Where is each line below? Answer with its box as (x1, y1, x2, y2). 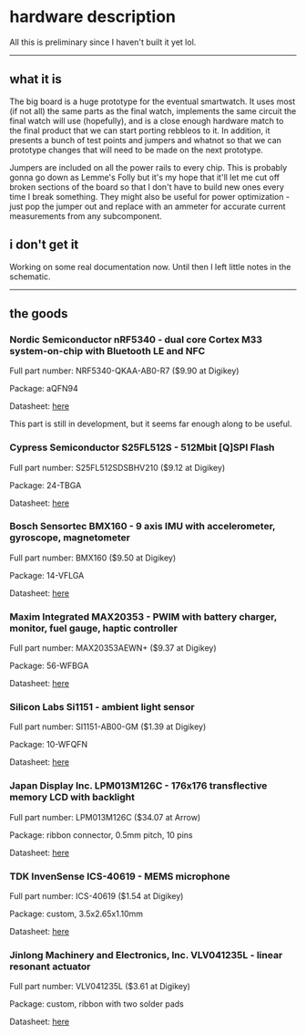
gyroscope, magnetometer (9, 531, 130, 544)
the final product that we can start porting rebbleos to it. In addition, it (9, 125, 270, 136)
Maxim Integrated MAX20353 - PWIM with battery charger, (9, 610, 278, 622)
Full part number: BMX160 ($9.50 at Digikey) (9, 552, 177, 563)
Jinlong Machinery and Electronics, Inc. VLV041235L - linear (9, 948, 283, 961)
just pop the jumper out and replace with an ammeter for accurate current (9, 201, 286, 212)
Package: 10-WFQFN (9, 739, 88, 750)
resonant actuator (9, 960, 91, 973)
